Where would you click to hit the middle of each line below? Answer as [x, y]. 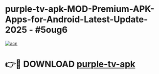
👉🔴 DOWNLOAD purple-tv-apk [70, 64]
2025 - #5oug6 [36, 30]
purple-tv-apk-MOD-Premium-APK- [80, 9]
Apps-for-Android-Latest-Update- [77, 19]
